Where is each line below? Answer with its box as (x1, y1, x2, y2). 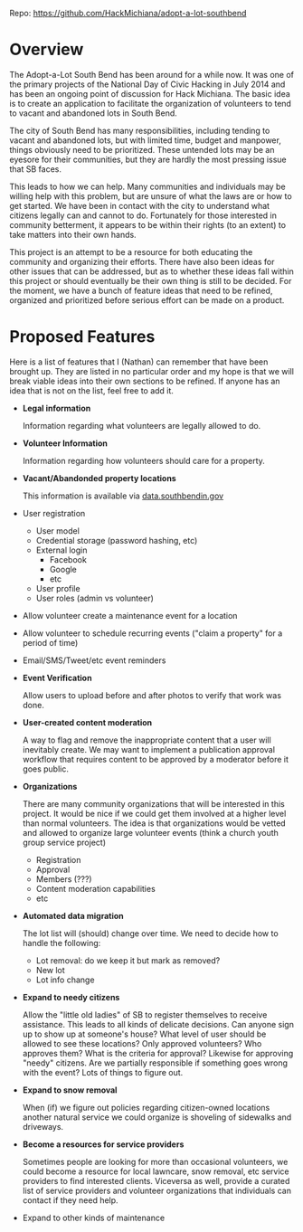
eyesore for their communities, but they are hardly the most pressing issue (9, 154, 287, 165)
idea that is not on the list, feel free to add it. (9, 384, 175, 396)
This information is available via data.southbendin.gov (22, 490, 224, 501)
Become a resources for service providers (22, 1139, 185, 1150)
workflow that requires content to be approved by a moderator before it (22, 753, 289, 764)
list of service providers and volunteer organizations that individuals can (22, 1185, 292, 1196)
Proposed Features (9, 327, 156, 347)
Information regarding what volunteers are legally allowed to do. (22, 420, 261, 431)
